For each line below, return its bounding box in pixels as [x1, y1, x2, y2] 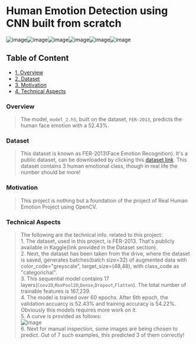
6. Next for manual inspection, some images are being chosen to [20, 325, 178, 332]
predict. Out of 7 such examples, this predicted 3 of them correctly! [20, 331, 185, 338]
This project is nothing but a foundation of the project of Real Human [20, 197, 188, 204]
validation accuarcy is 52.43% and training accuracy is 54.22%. [20, 300, 177, 307]
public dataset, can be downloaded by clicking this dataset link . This [20, 156, 187, 163]
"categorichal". [20, 269, 57, 276]
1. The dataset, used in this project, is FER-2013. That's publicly [20, 237, 175, 244]
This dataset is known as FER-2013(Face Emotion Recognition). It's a [20, 150, 188, 157]
